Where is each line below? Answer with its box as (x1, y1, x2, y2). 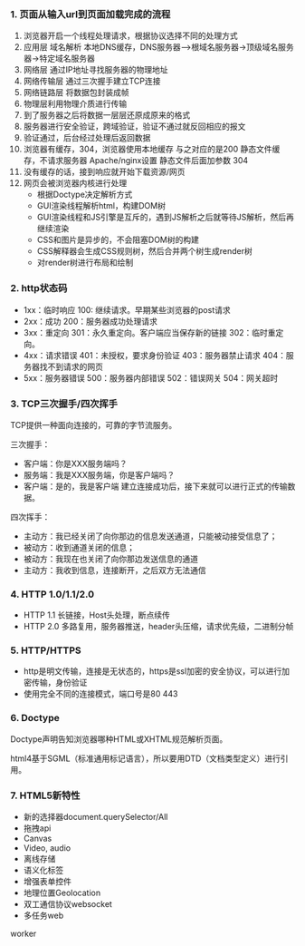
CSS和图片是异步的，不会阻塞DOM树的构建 (36, 234, 200, 246)
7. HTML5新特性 (10, 789, 81, 802)
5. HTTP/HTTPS (10, 644, 82, 657)
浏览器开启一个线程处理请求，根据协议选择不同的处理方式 (23, 30, 238, 42)
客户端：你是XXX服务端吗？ (23, 458, 128, 469)
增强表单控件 (23, 876, 71, 887)
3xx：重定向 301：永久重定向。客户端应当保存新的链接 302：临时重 (23, 327, 276, 337)
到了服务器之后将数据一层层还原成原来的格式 (23, 110, 191, 121)
